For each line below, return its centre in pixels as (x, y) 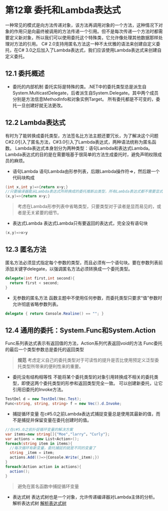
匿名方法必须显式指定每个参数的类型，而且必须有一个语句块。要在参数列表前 (84, 262)
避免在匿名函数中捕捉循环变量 (48, 486)
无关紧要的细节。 (44, 212)
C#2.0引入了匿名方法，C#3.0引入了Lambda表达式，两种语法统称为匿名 (79, 142)
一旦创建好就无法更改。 (41, 105)
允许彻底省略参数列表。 (36, 304)
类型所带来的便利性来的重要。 (52, 366)
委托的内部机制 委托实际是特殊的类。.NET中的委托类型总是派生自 (79, 86)
